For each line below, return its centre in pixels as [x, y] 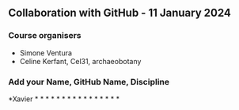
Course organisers [45, 36]
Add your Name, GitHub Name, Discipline [89, 82]
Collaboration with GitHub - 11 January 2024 [120, 13]
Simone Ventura [46, 53]
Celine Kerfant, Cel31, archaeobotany [80, 61]
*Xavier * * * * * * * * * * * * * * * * [64, 99]
